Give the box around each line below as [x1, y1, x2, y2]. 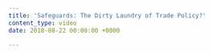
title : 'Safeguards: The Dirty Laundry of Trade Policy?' [8, 11, 206, 20]
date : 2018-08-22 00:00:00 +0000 [8, 26, 120, 34]
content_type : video [8, 19, 78, 27]
